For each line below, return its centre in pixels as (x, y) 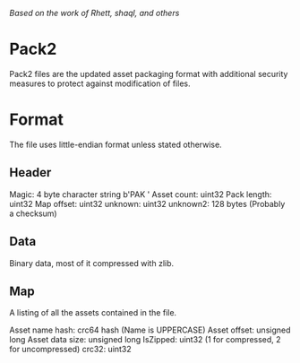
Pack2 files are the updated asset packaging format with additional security (149, 73)
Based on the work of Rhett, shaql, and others (94, 13)
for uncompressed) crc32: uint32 (70, 350)
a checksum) (33, 213)
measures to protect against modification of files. (100, 83)
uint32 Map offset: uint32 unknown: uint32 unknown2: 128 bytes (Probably (147, 203)
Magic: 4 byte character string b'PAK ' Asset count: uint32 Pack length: (141, 194)
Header (30, 173)
